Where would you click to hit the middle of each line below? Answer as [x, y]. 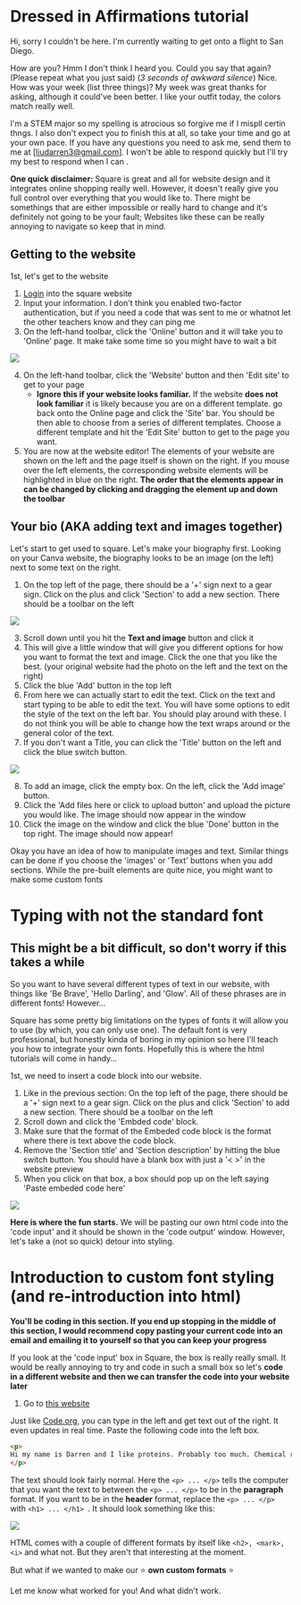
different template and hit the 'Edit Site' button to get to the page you [163, 432]
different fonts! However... [58, 1003]
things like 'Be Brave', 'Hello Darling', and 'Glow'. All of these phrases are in [148, 993]
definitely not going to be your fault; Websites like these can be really [138, 217]
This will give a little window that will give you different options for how [153, 647]
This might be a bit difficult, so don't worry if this [149, 949]
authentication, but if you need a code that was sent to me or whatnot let [157, 312]
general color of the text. [69, 733]
